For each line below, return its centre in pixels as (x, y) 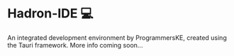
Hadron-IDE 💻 (50, 14)
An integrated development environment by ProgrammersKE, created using (117, 37)
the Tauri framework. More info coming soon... (75, 45)
